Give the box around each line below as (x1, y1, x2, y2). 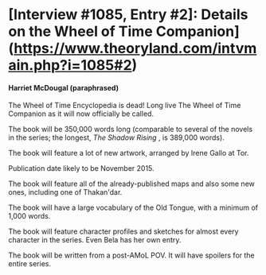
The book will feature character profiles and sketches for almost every (8, 227, 239, 236)
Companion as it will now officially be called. (8, 109, 154, 118)
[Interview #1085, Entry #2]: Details (8, 6, 248, 24)
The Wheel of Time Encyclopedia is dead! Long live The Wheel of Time (8, 101, 241, 110)
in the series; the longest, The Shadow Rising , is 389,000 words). (8, 133, 225, 142)
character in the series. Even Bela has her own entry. (8, 235, 182, 245)
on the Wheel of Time (8, 22, 153, 41)
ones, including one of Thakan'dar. (8, 188, 123, 197)
